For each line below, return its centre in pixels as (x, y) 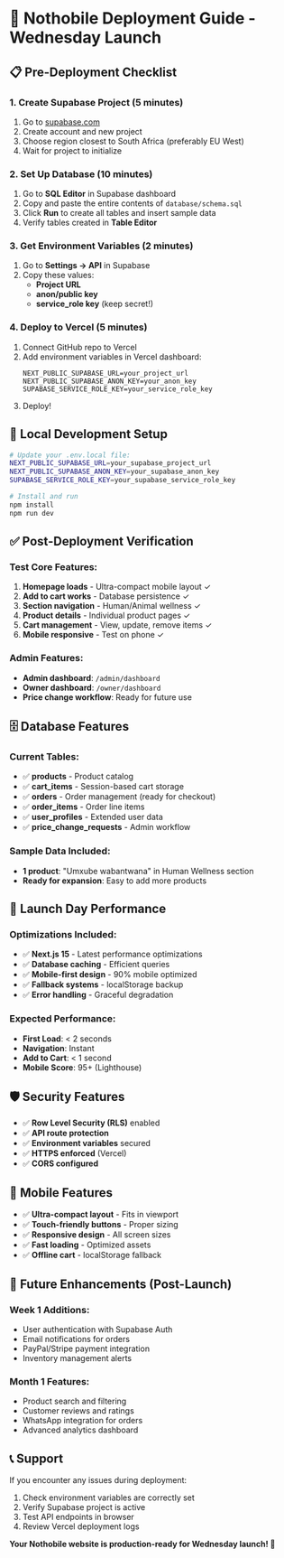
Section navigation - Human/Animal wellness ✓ (111, 606)
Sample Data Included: (60, 851)
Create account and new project (82, 131)
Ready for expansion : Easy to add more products (115, 881)
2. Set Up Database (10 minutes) (81, 173)
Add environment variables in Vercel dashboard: (112, 357)
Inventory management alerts (77, 1357)
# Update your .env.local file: (70, 455)
